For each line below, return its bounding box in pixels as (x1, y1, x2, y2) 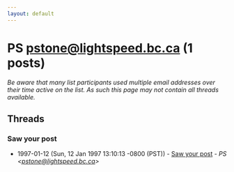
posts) (7, 55, 45, 70)
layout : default (7, 10, 54, 17)
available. (7, 93, 36, 101)
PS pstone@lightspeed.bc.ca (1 (7, 40, 193, 56)
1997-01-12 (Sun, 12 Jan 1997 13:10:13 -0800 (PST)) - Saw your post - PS (17, 150, 227, 158)
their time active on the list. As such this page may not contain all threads (7, 85, 219, 94)
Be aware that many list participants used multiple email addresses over (7, 78, 216, 86)
